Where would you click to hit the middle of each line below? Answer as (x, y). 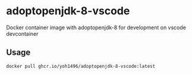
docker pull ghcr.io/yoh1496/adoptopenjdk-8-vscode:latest (81, 66)
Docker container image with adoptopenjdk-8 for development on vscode (96, 27)
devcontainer (22, 33)
